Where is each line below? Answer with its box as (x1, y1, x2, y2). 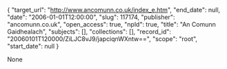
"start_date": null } (7, 42, 59, 50)
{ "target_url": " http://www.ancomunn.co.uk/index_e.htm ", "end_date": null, (7, 6, 221, 14)
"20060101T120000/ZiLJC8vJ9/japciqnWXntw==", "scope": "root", (7, 35, 198, 43)
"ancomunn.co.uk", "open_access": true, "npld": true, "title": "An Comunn (7, 20, 216, 28)
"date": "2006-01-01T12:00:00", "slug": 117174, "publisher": (7, 13, 175, 21)
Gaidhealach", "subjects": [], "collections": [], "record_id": (7, 27, 171, 36)
